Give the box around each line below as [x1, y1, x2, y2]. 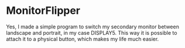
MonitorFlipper [6, 4, 81, 17]
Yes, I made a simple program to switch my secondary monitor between [6, 23, 180, 30]
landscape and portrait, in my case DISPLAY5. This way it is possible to [6, 29, 177, 36]
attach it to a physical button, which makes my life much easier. [6, 35, 159, 42]
